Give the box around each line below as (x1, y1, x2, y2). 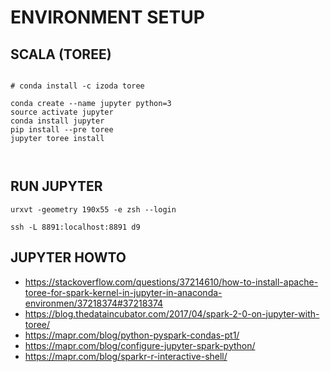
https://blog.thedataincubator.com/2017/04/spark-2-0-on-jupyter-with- (24, 307, 320, 320)
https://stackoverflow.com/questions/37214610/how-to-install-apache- (24, 276, 319, 288)
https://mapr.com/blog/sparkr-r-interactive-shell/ (24, 350, 228, 362)
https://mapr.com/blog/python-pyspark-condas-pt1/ (24, 329, 240, 341)
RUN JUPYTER (10, 178, 103, 195)
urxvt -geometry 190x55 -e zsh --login (10, 204, 177, 215)
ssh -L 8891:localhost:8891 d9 (10, 222, 141, 232)
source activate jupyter (10, 107, 114, 117)
